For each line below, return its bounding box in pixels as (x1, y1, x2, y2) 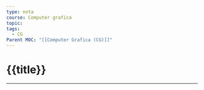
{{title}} (6, 63, 47, 77)
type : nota (6, 8, 34, 15)
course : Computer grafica (6, 14, 72, 21)
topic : (6, 20, 23, 26)
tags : (6, 25, 20, 32)
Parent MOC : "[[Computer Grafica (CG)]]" (6, 37, 113, 43)
